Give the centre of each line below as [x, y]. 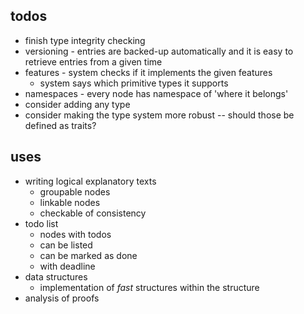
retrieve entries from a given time [93, 61]
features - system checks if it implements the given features [148, 72]
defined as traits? [60, 125]
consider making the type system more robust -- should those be [159, 115]
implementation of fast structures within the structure [149, 287]
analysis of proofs [62, 298]
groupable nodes [75, 191]
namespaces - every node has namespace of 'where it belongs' [156, 93]
